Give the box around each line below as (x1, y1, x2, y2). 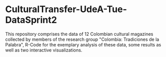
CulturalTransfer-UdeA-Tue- (5, 4, 127, 15)
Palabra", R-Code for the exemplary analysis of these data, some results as (5, 41, 161, 47)
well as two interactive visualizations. (5, 47, 82, 53)
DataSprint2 (5, 14, 57, 26)
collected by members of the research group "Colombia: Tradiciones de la (5, 36, 159, 42)
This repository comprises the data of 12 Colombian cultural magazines (5, 31, 153, 37)
